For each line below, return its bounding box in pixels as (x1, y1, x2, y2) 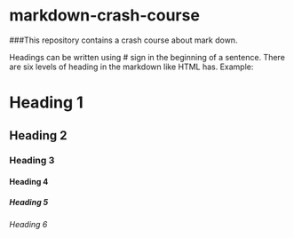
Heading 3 (9, 155, 55, 167)
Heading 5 (9, 196, 49, 207)
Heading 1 (9, 92, 84, 113)
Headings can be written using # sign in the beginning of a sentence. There (9, 52, 286, 62)
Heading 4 (9, 177, 49, 187)
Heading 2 (9, 128, 68, 143)
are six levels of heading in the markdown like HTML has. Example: (9, 61, 254, 72)
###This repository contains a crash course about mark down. (9, 35, 238, 45)
